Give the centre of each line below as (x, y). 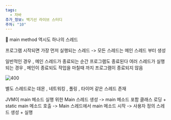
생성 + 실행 (22, 112)
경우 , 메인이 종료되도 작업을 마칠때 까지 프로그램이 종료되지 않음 (79, 68)
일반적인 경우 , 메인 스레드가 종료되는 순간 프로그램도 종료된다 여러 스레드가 (80, 62)
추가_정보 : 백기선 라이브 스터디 (34, 19)
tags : (11, 10)
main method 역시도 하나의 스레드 (42, 39)
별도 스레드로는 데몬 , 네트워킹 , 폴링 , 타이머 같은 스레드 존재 (66, 89)
